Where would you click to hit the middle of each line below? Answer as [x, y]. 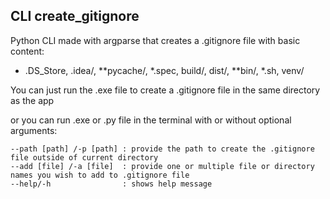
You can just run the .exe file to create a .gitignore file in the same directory [165, 90]
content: [27, 51]
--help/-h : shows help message [111, 184]
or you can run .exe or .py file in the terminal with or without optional [151, 120]
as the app [32, 100]
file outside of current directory [84, 157]
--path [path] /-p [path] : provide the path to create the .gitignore [162, 149]
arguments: [34, 130]
